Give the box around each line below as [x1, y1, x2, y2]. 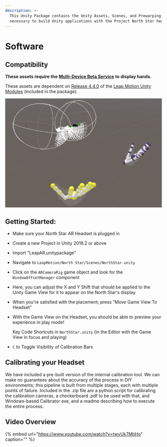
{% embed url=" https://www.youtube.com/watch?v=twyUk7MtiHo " [5, 431, 143, 437]
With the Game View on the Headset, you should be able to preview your [12, 314, 162, 320]
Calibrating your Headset [5, 358, 85, 367]
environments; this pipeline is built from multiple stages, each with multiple [5, 382, 158, 388]
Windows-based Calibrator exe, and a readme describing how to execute [5, 398, 155, 404]
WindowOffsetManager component [12, 275, 80, 281]
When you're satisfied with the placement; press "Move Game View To [12, 299, 158, 305]
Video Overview [5, 418, 56, 426]
